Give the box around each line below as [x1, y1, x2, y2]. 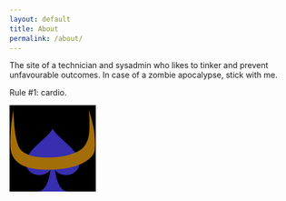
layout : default [9, 15, 71, 24]
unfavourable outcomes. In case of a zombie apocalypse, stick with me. [9, 69, 279, 81]
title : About [9, 24, 59, 34]
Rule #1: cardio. [9, 87, 67, 98]
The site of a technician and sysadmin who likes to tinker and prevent [9, 60, 269, 71]
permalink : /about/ [9, 34, 84, 43]
